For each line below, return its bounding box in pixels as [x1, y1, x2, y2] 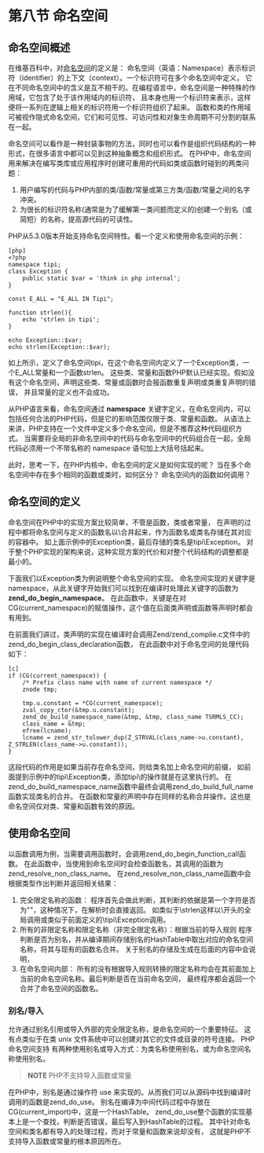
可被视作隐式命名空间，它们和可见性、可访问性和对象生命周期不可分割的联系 [8, 112, 256, 122]
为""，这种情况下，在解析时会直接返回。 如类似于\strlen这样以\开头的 [19, 905, 245, 914]
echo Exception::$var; [8, 336, 82, 344]
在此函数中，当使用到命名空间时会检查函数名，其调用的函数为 [23, 858, 224, 868]
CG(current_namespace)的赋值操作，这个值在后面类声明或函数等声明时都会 [8, 603, 253, 612]
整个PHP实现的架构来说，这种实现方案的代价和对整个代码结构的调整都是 [14, 547, 250, 556]
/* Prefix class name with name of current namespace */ [22, 678, 213, 686]
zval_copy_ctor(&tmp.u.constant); [22, 706, 135, 714]
